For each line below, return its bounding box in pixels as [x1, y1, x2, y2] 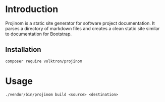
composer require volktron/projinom [5, 59, 82, 64]
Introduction [5, 4, 59, 15]
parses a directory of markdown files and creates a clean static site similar [5, 25, 160, 31]
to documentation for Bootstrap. [5, 31, 72, 37]
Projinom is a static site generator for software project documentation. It [5, 20, 155, 26]
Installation [5, 45, 41, 54]
